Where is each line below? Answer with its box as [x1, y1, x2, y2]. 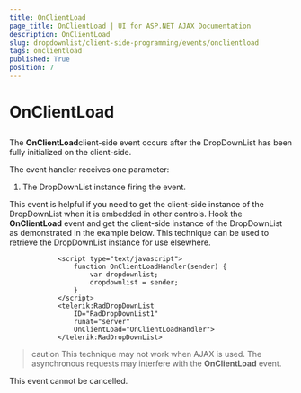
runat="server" [73, 318, 130, 327]
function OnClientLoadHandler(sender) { [73, 262, 227, 272]
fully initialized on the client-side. [9, 147, 132, 158]
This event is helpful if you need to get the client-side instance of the [9, 199, 265, 210]
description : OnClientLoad [9, 30, 111, 39]
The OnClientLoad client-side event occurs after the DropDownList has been [9, 137, 293, 148]
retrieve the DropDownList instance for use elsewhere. [9, 237, 211, 248]
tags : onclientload [9, 47, 83, 56]
